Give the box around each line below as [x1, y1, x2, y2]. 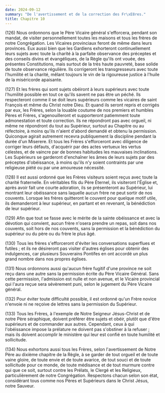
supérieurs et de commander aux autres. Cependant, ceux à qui [5, 321, 135, 327]
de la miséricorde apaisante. [5, 77, 62, 83]
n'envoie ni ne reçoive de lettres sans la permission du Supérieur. [5, 301, 137, 307]
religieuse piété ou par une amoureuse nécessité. [5, 165, 105, 171]
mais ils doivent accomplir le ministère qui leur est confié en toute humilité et [5, 332, 160, 337]
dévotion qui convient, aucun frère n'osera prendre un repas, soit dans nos [5, 220, 157, 226]
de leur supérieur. [5, 206, 41, 212]
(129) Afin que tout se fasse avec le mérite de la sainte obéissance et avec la [5, 215, 161, 221]
